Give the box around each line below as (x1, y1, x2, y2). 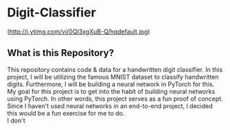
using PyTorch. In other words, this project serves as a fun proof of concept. (7, 94, 223, 103)
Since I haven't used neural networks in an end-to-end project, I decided (7, 101, 213, 110)
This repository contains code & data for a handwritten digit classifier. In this (7, 65, 223, 73)
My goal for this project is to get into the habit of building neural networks (7, 87, 216, 95)
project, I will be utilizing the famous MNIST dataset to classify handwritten (7, 73, 219, 81)
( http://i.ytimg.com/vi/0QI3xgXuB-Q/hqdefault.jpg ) (7, 27, 150, 36)
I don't (7, 116, 25, 125)
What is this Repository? (7, 47, 115, 59)
